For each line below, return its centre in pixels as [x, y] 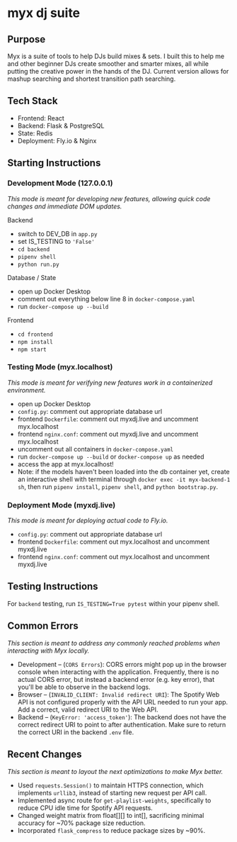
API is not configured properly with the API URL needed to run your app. [123, 702]
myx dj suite [44, 13]
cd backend [34, 249]
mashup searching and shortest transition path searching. [92, 79]
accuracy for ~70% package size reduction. [82, 823]
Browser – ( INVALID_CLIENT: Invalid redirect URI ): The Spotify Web [118, 694]
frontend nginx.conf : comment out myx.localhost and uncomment [114, 557]
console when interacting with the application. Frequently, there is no [118, 672]
